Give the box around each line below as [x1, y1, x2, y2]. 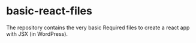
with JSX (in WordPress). [6, 30, 68, 37]
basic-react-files [6, 4, 93, 18]
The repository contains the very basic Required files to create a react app [6, 24, 190, 31]
